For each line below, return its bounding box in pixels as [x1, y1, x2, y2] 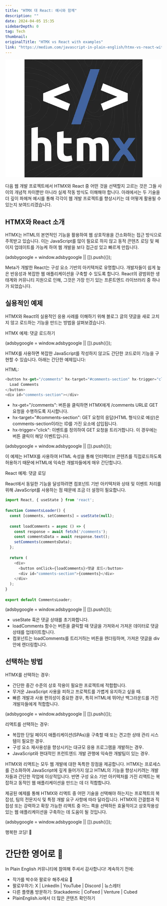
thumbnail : [5, 34, 28, 39]
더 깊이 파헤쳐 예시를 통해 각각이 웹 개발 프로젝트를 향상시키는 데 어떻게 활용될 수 [5, 196, 162, 202]
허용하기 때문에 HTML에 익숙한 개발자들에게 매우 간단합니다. [5, 459, 123, 465]
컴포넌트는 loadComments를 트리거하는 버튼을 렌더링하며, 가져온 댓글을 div [12, 635, 160, 641]
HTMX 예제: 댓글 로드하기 [5, 330, 56, 336]
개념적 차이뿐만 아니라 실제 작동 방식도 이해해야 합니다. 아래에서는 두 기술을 [14, 189, 161, 195]
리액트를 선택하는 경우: [5, 721, 49, 727]
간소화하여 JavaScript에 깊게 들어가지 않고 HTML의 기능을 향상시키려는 [10, 767, 150, 773]
